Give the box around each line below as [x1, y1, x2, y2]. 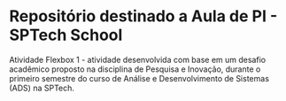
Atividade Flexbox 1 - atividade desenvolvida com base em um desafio [9, 54, 267, 65]
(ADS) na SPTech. [9, 82, 75, 93]
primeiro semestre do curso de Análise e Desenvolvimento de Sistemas [9, 73, 270, 83]
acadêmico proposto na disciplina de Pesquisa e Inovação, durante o [9, 64, 261, 74]
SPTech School [9, 25, 123, 45]
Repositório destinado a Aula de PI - [9, 6, 278, 27]
